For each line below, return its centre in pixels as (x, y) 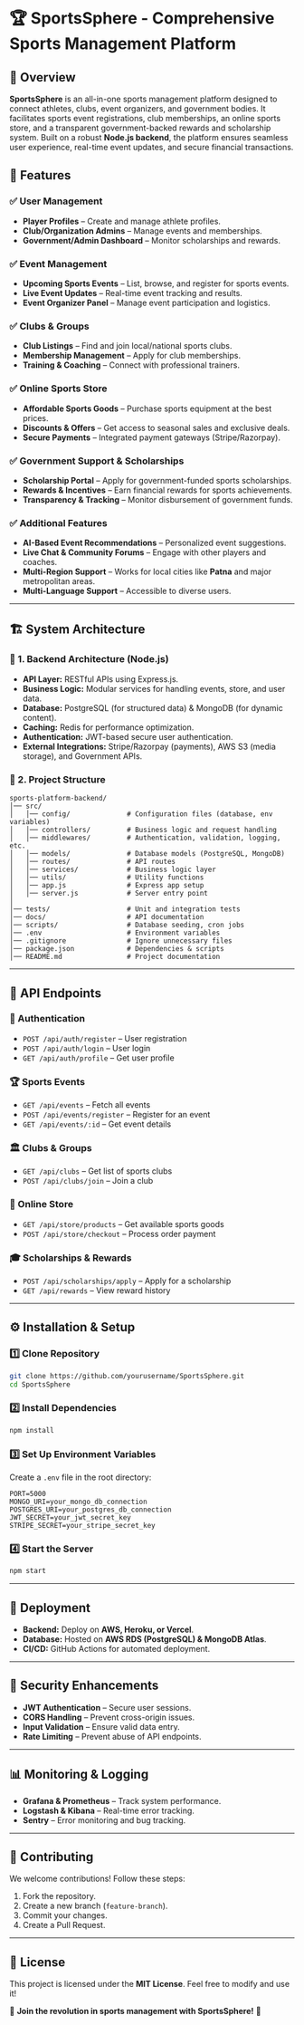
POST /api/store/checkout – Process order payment (119, 1233)
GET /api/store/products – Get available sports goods (123, 1224)
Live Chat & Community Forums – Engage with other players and (144, 552)
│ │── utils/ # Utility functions (107, 878)
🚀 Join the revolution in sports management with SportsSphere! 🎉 (135, 2011)
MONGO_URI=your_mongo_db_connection (78, 1502)
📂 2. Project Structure (57, 779)
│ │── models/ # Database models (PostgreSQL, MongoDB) (147, 854)
